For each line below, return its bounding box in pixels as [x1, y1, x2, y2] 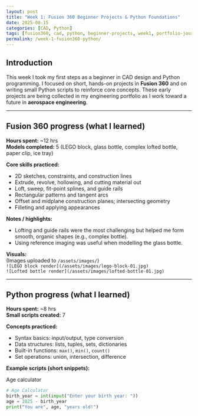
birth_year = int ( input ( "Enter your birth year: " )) [6, 393, 138, 399]
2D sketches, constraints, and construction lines [14, 172, 132, 179]
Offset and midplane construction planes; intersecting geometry [14, 197, 171, 204]
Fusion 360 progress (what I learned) [6, 122, 146, 132]
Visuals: [6, 250, 27, 257]
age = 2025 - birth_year [6, 399, 67, 405]
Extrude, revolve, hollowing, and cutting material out [14, 178, 141, 186]
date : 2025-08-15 [6, 19, 49, 25]
